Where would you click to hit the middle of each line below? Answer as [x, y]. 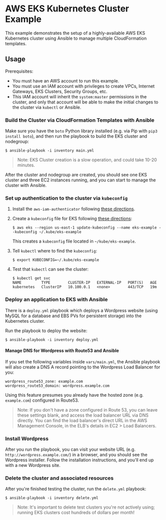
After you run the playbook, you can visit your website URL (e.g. [70, 449]
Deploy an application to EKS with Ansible [56, 300]
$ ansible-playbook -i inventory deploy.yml [52, 340]
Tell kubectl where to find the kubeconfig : [55, 251]
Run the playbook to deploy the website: [46, 331]
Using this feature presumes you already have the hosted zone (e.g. [74, 395]
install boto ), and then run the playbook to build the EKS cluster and [76, 136]
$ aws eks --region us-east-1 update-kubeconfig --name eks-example [84, 228]
